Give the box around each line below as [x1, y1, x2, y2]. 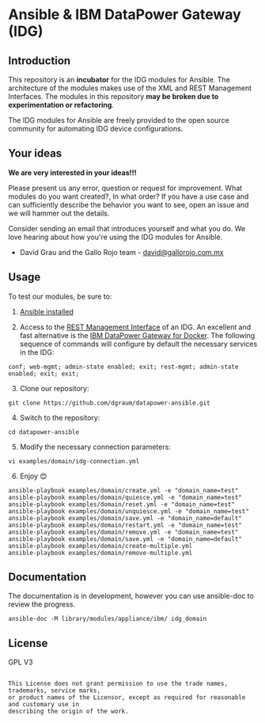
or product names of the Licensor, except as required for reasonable [8, 694, 246, 702]
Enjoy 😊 [19, 471, 47, 481]
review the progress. [8, 599, 76, 609]
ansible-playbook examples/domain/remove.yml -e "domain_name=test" [8, 528, 239, 536]
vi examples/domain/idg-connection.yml [8, 457, 140, 465]
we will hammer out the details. [8, 208, 110, 218]
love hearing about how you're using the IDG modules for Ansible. [8, 232, 223, 242]
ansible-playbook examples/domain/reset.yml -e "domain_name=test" [8, 500, 236, 508]
